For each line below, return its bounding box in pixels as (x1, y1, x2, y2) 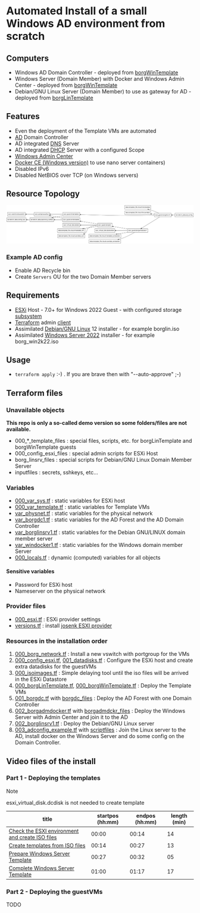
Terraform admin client (14, 318, 71, 326)
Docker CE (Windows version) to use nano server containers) (14, 159, 165, 166)
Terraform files (6, 388, 63, 398)
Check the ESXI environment (8, 827, 79, 834)
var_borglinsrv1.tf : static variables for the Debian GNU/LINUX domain (14, 529, 186, 536)
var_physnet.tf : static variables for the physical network (14, 510, 153, 517)
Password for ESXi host (14, 581, 73, 588)
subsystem (14, 312, 42, 320)
